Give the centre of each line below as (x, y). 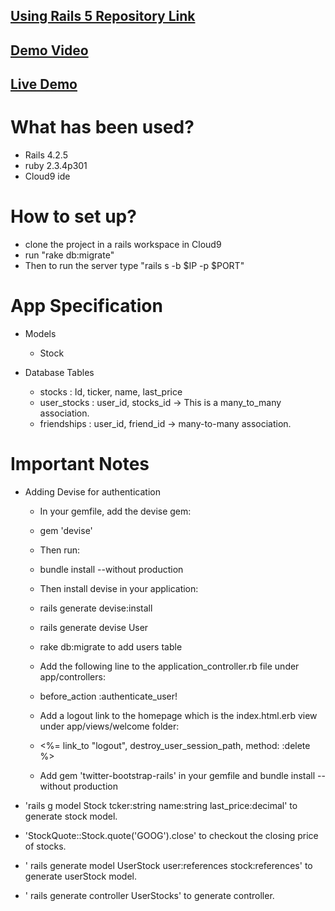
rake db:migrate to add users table (111, 646)
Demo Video (49, 50)
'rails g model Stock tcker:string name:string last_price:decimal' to (161, 805)
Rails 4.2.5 (46, 155)
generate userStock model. (81, 876)
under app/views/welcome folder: (109, 726)
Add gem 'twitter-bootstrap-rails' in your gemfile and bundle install (177, 775)
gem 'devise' (66, 530)
